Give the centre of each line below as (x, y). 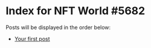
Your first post (32, 39)
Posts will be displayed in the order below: (58, 27)
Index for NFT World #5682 (75, 11)
